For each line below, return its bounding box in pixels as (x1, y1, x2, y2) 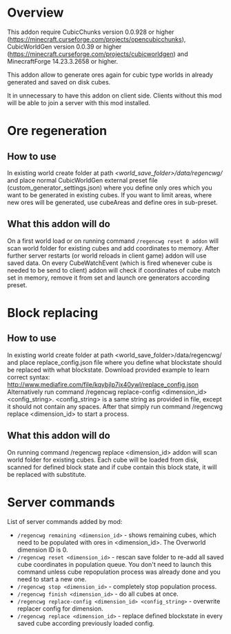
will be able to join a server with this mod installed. (7, 98, 150, 107)
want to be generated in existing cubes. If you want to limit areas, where (7, 190, 212, 199)
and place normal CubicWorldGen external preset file (7, 176, 158, 184)
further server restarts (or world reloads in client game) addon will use (7, 251, 207, 260)
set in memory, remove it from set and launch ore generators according (7, 273, 210, 282)
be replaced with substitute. (7, 470, 87, 478)
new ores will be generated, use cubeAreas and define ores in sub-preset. (7, 198, 219, 206)
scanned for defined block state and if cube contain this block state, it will (7, 462, 217, 471)
